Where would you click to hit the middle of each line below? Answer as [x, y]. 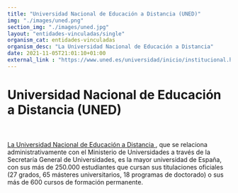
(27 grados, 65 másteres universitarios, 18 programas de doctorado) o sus [116, 175]
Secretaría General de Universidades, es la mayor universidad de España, [114, 159]
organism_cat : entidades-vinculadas [61, 40]
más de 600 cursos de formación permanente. [75, 182]
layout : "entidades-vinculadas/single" [66, 34]
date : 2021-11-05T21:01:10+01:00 [57, 54]
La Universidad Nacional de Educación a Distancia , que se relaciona [107, 144]
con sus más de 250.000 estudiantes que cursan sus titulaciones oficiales [115, 167]
